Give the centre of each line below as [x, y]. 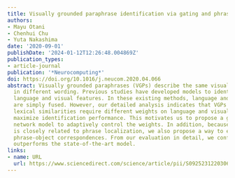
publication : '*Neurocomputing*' [56, 72]
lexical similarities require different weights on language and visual [122, 111]
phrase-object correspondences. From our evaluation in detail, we [114, 137]
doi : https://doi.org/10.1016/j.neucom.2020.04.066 [84, 79]
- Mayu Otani [26, 27]
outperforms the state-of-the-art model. [75, 144]
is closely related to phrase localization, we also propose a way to [119, 131]
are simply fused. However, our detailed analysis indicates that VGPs [120, 105]
